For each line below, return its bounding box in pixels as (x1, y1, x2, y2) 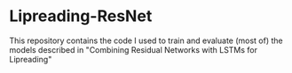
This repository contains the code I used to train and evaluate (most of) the (9, 35, 284, 46)
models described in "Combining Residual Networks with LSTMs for (9, 44, 258, 55)
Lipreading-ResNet (9, 6, 153, 26)
